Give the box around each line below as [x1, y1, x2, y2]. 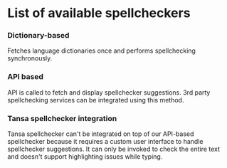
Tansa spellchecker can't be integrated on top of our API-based [7, 130, 194, 138]
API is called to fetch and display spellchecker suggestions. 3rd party [7, 88, 211, 97]
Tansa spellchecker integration [7, 113, 117, 123]
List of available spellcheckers [7, 5, 191, 21]
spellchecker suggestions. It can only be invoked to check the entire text [7, 145, 221, 154]
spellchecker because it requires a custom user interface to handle [7, 137, 204, 146]
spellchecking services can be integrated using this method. [7, 95, 184, 104]
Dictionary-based [7, 31, 70, 41]
